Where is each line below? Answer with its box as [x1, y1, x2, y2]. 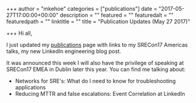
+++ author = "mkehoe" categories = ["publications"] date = [6, 5, 158, 12]
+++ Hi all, [6, 30, 33, 37]
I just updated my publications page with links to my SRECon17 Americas [6, 42, 188, 48]
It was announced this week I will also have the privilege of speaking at [6, 60, 184, 66]
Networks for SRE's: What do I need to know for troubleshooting [15, 78, 176, 84]
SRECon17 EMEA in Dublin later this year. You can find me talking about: [6, 66, 186, 73]
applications [15, 84, 46, 91]
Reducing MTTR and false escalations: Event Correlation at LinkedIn [15, 90, 185, 97]
